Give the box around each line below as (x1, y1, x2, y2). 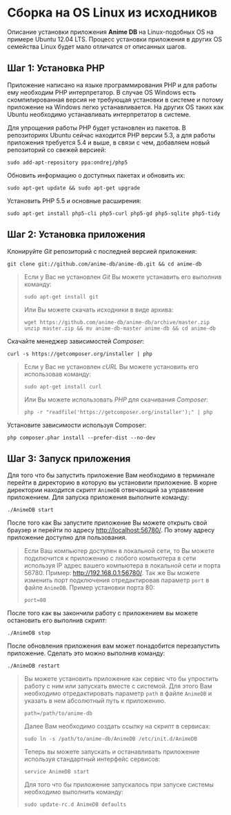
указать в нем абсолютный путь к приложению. (23, 697, 167, 705)
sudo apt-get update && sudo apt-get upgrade (7, 185, 140, 191)
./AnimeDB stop (7, 630, 51, 637)
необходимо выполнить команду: (23, 788, 124, 796)
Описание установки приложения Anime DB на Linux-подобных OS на (7, 28, 214, 36)
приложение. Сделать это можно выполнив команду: (7, 649, 165, 657)
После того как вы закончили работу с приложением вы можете (7, 609, 199, 617)
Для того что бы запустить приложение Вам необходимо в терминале (7, 471, 215, 480)
